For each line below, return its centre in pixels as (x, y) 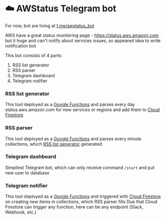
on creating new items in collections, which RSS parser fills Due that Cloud (81, 202)
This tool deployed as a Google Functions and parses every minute (73, 139)
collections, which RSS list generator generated (54, 144)
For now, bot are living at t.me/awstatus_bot (50, 26)
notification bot (21, 46)
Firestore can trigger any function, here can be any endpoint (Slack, (74, 207)
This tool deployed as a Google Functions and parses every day (70, 105)
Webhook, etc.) (21, 212)
